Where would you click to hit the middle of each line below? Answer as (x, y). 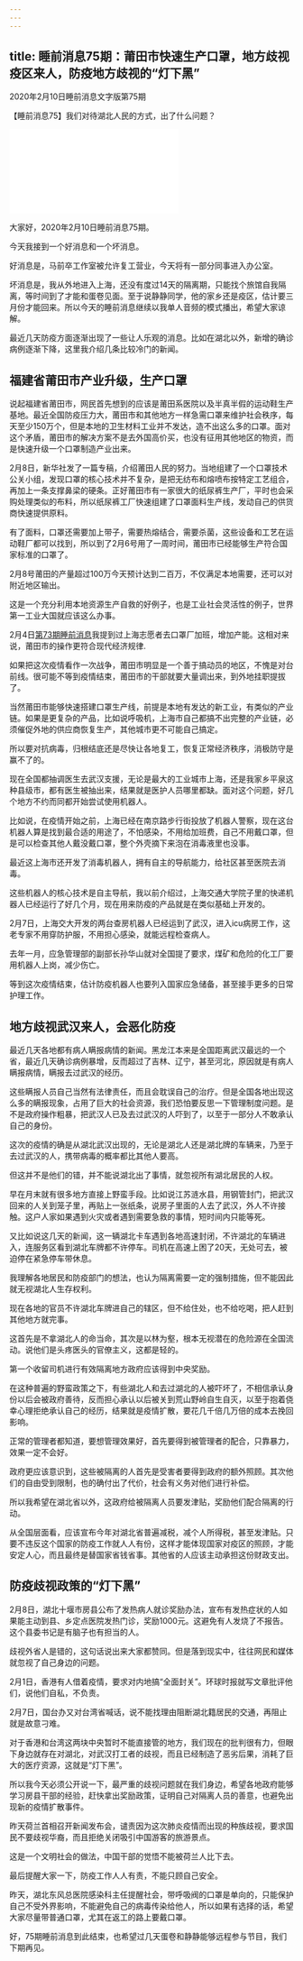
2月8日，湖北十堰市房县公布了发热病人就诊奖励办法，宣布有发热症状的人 (145, 1609)
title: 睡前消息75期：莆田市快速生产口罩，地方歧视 (150, 56)
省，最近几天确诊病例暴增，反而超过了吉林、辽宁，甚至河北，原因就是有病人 (151, 1061)
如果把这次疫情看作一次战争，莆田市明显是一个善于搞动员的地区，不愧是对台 (151, 665)
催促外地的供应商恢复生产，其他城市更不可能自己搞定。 (119, 729)
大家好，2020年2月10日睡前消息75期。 (82, 227)
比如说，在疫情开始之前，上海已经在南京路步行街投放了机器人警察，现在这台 (151, 820)
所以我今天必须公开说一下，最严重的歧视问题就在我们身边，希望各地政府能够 (151, 1784)
